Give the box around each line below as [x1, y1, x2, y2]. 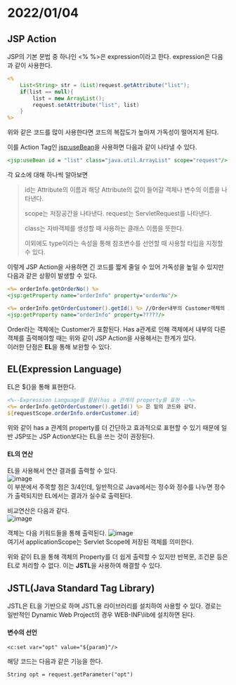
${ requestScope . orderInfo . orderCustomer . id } [7, 410, 140, 417]
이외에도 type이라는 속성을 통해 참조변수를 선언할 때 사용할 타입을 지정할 [24, 239, 223, 247]
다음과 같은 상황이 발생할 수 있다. [7, 272, 98, 280]
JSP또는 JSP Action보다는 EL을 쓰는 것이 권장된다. [14, 432, 155, 441]
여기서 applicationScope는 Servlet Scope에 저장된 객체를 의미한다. [7, 537, 195, 546]
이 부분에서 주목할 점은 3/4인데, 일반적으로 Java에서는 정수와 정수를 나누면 [7, 483, 213, 491]
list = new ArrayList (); [32, 95, 105, 102]
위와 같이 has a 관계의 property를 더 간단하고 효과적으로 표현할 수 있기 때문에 [7, 423, 220, 431]
